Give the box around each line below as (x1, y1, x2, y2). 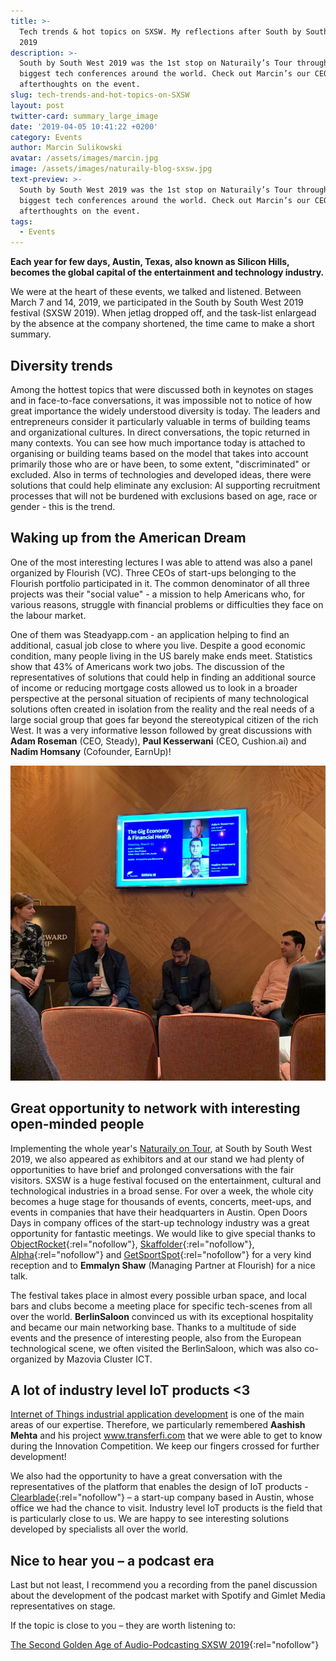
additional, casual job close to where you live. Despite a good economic (10, 639, 306, 651)
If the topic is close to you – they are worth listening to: (10, 1620, 237, 1632)
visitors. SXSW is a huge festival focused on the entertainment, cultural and (10, 1174, 322, 1186)
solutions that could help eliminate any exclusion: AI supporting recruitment (10, 479, 321, 491)
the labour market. (10, 609, 87, 621)
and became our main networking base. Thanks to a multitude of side (10, 1321, 297, 1333)
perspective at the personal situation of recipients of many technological (10, 692, 309, 704)
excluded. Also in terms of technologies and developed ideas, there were (10, 468, 312, 480)
